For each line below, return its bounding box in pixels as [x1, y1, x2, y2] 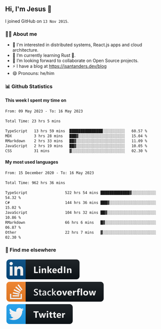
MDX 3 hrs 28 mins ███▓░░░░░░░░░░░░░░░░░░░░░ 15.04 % [5, 133, 148, 139]
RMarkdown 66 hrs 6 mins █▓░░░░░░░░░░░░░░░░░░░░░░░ [5, 220, 156, 225]
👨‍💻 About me [5, 30, 37, 37]
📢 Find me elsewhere [5, 247, 56, 254]
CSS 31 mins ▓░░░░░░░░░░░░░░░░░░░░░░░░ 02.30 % [5, 148, 148, 154]
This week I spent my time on [5, 97, 67, 103]
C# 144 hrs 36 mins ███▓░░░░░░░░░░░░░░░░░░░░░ [5, 200, 156, 205]
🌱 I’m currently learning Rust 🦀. [12, 53, 76, 59]
